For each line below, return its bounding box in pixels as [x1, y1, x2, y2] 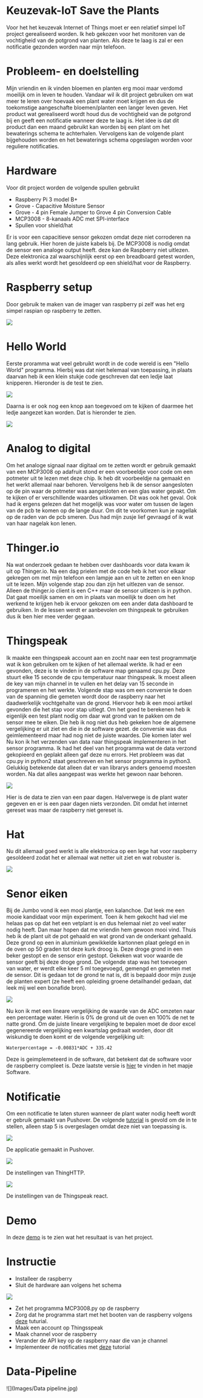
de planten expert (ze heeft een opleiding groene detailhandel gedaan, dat [6, 978, 192, 985]
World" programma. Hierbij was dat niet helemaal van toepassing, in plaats [6, 366, 193, 374]
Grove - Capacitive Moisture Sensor [15, 202, 105, 210]
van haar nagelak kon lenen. [6, 519, 77, 527]
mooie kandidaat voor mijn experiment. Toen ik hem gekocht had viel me [6, 913, 188, 920]
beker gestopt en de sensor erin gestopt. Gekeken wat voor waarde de [6, 952, 183, 959]
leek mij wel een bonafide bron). [6, 984, 87, 992]
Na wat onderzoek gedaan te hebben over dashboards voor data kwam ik [6, 561, 190, 568]
